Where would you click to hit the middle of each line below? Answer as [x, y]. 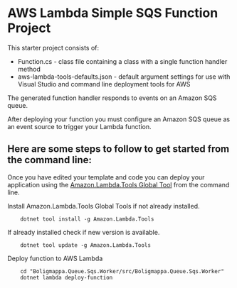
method [29, 69]
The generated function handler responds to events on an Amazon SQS [112, 98]
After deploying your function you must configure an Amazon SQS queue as [118, 119]
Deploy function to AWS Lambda [55, 258]
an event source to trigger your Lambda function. [79, 126]
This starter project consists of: [53, 48]
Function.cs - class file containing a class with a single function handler [122, 61]
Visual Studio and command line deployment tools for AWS [104, 84]
